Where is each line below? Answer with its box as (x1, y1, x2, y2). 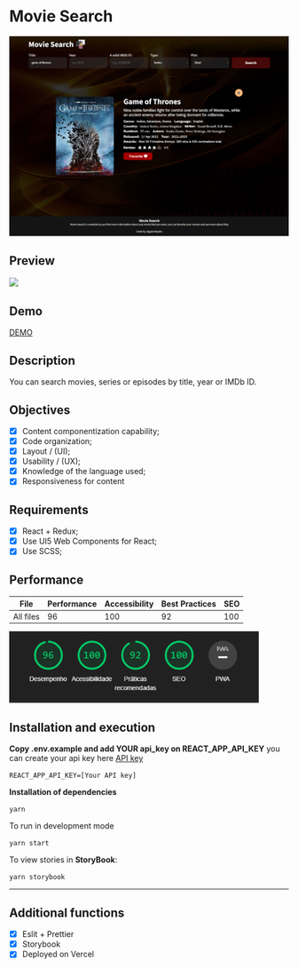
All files (12, 611, 40, 622)
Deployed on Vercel (21, 948, 95, 960)
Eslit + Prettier (21, 929, 74, 940)
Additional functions (9, 905, 125, 920)
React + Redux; (21, 526, 79, 536)
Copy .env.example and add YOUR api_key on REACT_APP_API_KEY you (9, 743, 281, 754)
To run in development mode (9, 821, 114, 831)
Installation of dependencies (9, 787, 117, 797)
